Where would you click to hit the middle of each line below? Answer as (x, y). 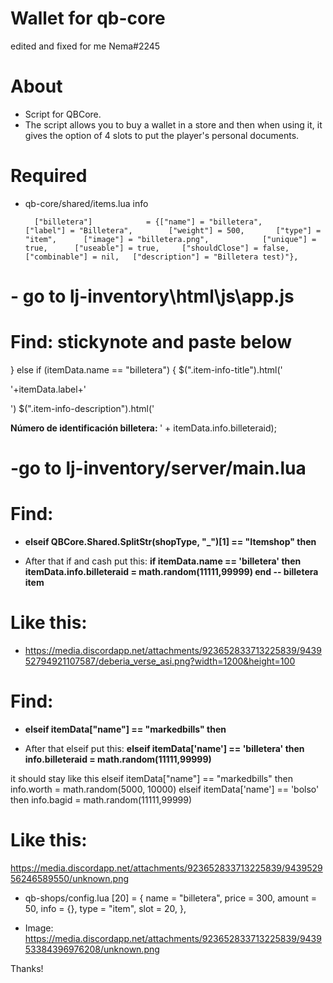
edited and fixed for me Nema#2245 (85, 46)
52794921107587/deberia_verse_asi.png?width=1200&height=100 (160, 661)
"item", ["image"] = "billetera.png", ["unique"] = (170, 239)
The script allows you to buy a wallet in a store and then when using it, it (173, 124)
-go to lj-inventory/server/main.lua (158, 468)
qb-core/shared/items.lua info (86, 203)
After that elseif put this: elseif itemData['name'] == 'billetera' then (164, 748)
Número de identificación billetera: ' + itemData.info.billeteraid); (143, 428)
